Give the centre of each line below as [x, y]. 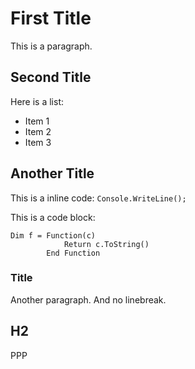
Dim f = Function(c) [53, 235]
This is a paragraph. [51, 46]
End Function [73, 253]
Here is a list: [37, 101]
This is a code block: [53, 217]
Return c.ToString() [106, 244]
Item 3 [38, 142]
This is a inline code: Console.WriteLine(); [98, 198]
